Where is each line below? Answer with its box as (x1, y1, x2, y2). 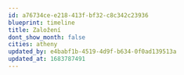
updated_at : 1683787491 (8, 55, 86, 63)
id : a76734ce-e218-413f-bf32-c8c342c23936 (8, 11, 149, 20)
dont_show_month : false (8, 33, 86, 41)
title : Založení (8, 26, 61, 34)
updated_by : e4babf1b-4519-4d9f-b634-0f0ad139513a (8, 48, 177, 55)
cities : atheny (8, 41, 58, 48)
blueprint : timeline (8, 19, 76, 27)
